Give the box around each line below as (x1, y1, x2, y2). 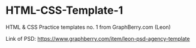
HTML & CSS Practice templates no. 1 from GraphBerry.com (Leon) (5, 23, 171, 31)
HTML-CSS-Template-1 (5, 4, 123, 17)
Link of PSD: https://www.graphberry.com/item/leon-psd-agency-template (5, 35, 190, 42)
